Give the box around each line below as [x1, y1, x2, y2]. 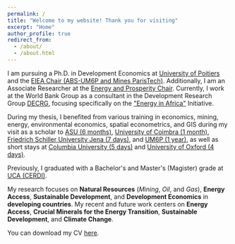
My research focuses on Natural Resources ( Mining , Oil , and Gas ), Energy [7, 185, 225, 193]
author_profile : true [7, 30, 71, 37]
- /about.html [13, 50, 55, 57]
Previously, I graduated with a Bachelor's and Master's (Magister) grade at [7, 164, 224, 172]
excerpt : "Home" [7, 23, 55, 30]
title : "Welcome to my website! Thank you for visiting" [7, 17, 179, 24]
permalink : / [7, 10, 46, 18]
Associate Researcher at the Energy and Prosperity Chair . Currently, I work [7, 84, 224, 92]
